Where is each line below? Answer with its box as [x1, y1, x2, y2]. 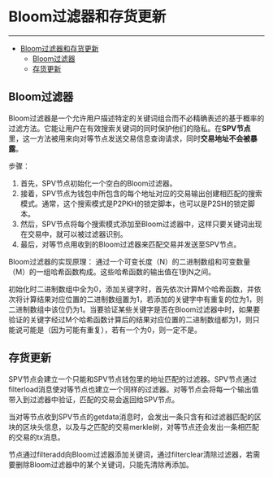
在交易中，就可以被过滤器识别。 [19, 229, 128, 238]
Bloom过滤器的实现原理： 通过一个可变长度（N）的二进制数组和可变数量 [8, 256, 251, 266]
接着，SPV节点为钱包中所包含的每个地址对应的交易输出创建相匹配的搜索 [19, 188, 262, 198]
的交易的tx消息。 [8, 432, 65, 442]
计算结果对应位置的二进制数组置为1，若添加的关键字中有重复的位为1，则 [22, 294, 264, 304]
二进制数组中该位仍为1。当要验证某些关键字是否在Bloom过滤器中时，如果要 [8, 304, 261, 314]
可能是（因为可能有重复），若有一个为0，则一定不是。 [22, 325, 201, 335]
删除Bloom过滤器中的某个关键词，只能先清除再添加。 [15, 459, 193, 469]
